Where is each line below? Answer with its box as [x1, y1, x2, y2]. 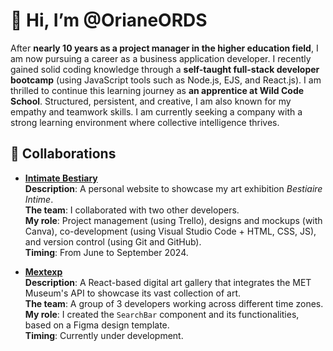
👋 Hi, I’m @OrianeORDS [10, 9, 208, 32]
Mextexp [24, 265, 63, 278]
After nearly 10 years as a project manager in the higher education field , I [10, 42, 319, 54]
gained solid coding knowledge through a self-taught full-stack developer [10, 63, 320, 75]
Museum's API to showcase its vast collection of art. [24, 287, 242, 299]
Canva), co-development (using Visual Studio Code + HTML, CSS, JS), [24, 225, 317, 237]
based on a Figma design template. [24, 319, 170, 331]
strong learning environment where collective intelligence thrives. [10, 116, 280, 128]
